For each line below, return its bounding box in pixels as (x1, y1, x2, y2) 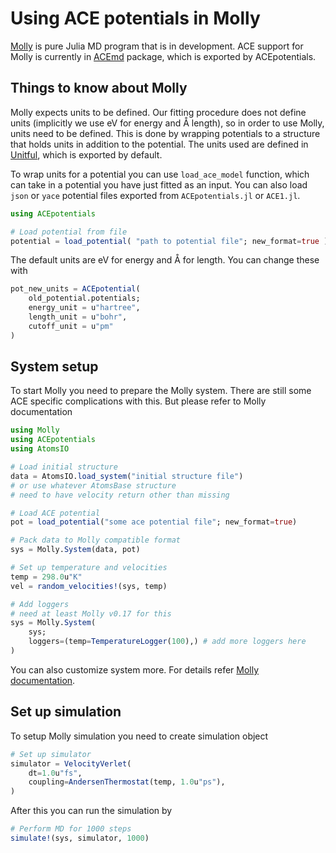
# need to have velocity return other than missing (10, 490, 230, 500)
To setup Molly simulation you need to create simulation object (10, 730, 269, 742)
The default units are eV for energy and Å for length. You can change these (10, 254, 320, 266)
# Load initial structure (10, 462, 118, 472)
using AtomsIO (10, 444, 70, 454)
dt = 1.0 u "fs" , (28, 768, 83, 778)
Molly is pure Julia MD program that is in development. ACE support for (10, 40, 304, 52)
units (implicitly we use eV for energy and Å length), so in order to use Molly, (10, 117, 325, 129)
